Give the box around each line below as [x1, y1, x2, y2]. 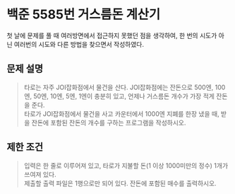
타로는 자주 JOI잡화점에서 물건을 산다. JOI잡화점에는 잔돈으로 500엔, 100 [23, 83, 226, 91]
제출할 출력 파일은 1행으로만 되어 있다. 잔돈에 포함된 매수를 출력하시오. [23, 178, 217, 188]
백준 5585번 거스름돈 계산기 [6, 6, 160, 23]
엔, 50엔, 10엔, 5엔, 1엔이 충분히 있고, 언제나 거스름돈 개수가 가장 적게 [23, 91, 215, 100]
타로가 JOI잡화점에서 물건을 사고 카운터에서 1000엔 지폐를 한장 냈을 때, [23, 109, 219, 118]
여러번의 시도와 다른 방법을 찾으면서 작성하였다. [13, 40, 145, 48]
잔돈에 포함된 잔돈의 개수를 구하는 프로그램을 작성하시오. [31, 118, 186, 127]
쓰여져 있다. [23, 170, 57, 178]
